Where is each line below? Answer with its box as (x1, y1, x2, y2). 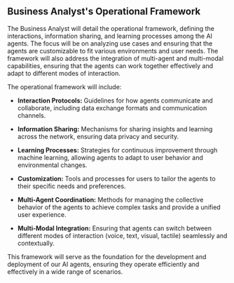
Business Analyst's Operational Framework (7, 6, 201, 18)
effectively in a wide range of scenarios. (7, 267, 123, 276)
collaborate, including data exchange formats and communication (17, 103, 207, 112)
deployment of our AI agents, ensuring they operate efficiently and (7, 260, 200, 268)
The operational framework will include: (7, 82, 122, 91)
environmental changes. (17, 161, 88, 169)
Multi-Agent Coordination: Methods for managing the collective (17, 195, 204, 204)
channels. (17, 111, 46, 119)
